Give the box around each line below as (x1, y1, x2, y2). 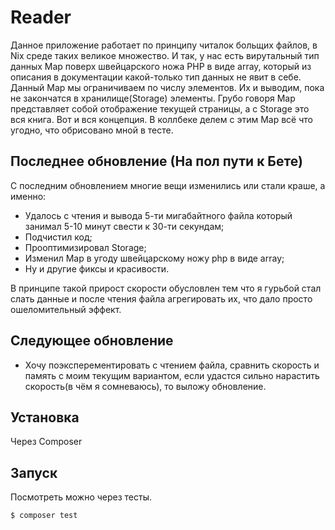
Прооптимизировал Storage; (24, 241, 147, 253)
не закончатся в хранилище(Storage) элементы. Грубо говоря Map (10, 92, 296, 104)
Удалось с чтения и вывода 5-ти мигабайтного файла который (24, 209, 293, 221)
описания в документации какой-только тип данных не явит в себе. (10, 71, 302, 83)
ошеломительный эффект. (10, 303, 122, 315)
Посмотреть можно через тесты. (10, 491, 153, 503)
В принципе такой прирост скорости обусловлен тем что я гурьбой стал (10, 282, 322, 294)
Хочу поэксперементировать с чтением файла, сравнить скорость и (24, 359, 320, 371)
